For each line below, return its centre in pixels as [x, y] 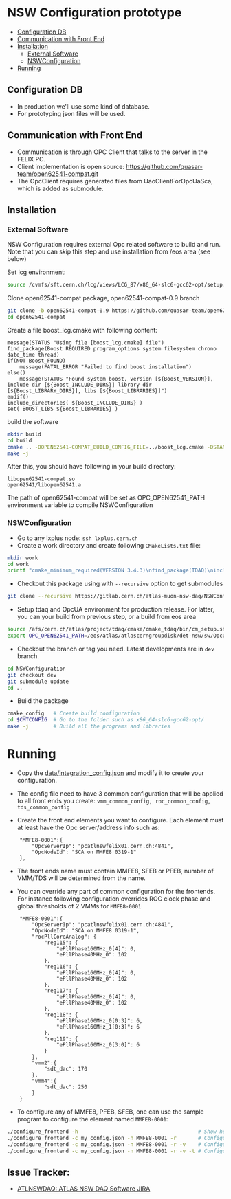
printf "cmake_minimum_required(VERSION [66, 571]
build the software [33, 421]
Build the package [43, 701]
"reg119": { [61, 1039]
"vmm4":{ [44, 1081]
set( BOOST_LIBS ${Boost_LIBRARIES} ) [63, 409]
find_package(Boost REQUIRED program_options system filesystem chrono [112, 348]
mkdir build [24, 434]
